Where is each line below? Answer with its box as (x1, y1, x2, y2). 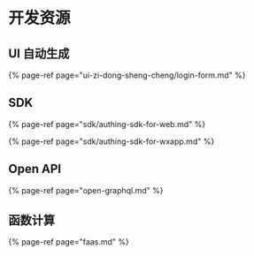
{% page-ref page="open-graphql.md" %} (8, 184, 165, 195)
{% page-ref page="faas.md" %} (8, 237, 129, 247)
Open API (8, 162, 62, 177)
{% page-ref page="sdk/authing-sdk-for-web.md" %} (8, 118, 205, 129)
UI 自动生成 (8, 46, 70, 61)
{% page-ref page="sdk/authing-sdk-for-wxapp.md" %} (8, 136, 215, 147)
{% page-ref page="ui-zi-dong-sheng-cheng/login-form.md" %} (8, 70, 246, 80)
